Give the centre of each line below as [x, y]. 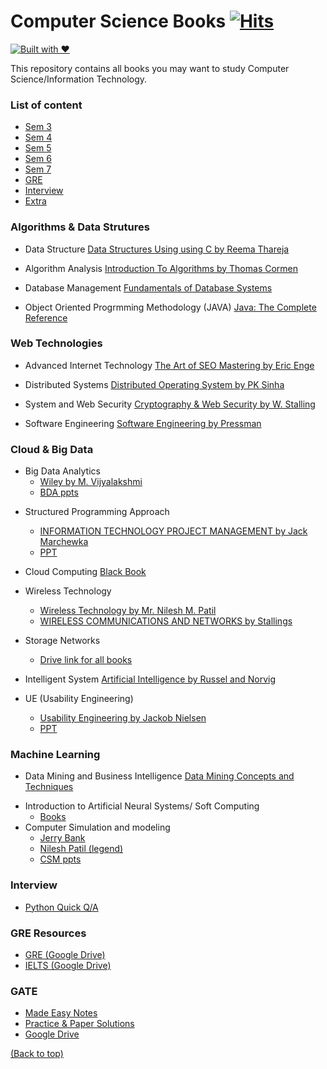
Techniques [49, 787]
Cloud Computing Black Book [85, 572]
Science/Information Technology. [79, 79]
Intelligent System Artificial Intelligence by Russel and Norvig [150, 679]
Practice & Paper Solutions [79, 1024]
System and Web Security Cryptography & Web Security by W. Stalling [170, 404]
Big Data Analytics [62, 471]
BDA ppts [59, 492]
